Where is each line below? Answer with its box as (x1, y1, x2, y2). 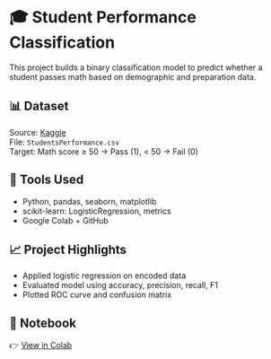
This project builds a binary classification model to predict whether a (9, 62, 263, 73)
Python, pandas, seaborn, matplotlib (22, 196, 157, 206)
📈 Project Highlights (9, 241, 127, 257)
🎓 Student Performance (9, 7, 197, 28)
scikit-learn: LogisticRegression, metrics (22, 206, 172, 216)
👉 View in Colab (9, 340, 73, 351)
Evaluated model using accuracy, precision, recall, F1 (22, 280, 218, 291)
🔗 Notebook (9, 315, 76, 330)
